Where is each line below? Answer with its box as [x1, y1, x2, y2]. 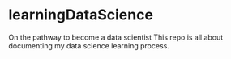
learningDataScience [8, 6, 154, 24]
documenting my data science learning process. [8, 40, 170, 50]
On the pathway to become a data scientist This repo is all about [8, 32, 224, 42]
